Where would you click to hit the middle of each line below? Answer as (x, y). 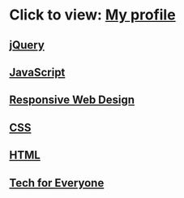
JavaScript (37, 72)
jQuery (27, 45)
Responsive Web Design (72, 100)
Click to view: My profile (93, 15)
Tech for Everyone (57, 183)
